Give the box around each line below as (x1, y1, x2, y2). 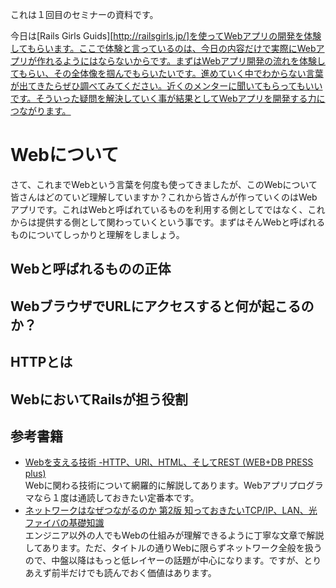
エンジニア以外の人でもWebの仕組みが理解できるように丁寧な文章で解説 (24, 529, 325, 542)
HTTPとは (10, 354, 73, 371)
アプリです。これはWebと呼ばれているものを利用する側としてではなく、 (10, 203, 308, 215)
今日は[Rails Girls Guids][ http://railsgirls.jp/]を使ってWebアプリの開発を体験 (10, 30, 322, 42)
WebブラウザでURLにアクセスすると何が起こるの (10, 298, 315, 315)
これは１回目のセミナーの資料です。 (10, 9, 159, 20)
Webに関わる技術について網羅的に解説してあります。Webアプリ (24, 479, 289, 492)
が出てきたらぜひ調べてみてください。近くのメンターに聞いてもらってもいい (10, 80, 323, 92)
